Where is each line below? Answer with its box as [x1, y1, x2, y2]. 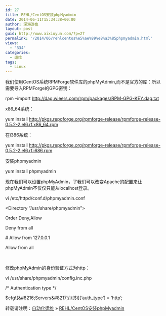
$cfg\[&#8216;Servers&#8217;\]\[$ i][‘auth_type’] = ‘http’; [5, 295, 123, 301]
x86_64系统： [5, 106, 34, 112]
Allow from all [5, 245, 34, 251]
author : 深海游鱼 [5, 21, 39, 27]
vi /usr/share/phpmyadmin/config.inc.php [5, 275, 92, 281]
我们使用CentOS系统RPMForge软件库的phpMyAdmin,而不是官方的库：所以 [5, 79, 161, 85]
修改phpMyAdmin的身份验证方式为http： [5, 265, 90, 271]
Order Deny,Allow [5, 215, 42, 221]
